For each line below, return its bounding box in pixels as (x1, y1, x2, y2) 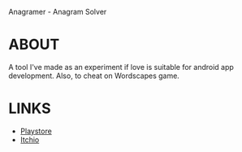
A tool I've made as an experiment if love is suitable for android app (8, 62, 234, 72)
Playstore (19, 126, 53, 136)
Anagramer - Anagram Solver (8, 7, 107, 16)
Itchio (19, 134, 40, 145)
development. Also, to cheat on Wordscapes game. (8, 71, 180, 80)
